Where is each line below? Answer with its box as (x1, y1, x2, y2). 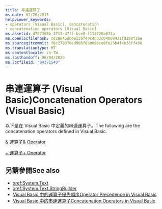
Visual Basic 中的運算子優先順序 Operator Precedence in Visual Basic (12, 192, 157, 197)
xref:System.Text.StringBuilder (12, 186, 77, 191)
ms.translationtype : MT (5, 45, 56, 50)
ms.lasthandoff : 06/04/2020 (5, 55, 65, 60)
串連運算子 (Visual (5, 83, 83, 95)
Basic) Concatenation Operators (5, 94, 143, 106)
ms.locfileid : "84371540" (5, 60, 60, 65)
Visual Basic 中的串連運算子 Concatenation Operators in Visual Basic (12, 198, 155, 204)
